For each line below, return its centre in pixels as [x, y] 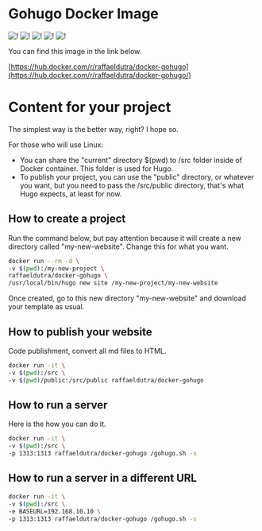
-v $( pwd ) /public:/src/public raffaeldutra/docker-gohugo [106, 380]
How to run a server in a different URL [102, 478]
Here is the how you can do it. [57, 424]
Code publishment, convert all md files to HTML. [87, 351]
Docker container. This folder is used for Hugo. [96, 169]
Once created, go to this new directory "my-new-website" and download [127, 298]
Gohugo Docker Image [83, 14]
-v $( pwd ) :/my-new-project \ [56, 268]
